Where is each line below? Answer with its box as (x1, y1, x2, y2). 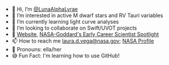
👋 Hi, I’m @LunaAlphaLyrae (11, 6, 78, 12)
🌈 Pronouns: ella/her (11, 46, 62, 53)
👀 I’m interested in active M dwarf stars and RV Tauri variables (11, 12, 164, 19)
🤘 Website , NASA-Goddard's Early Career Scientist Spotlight (11, 31, 160, 38)
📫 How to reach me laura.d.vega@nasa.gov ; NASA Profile (11, 37, 154, 44)
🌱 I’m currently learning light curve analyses (11, 18, 119, 25)
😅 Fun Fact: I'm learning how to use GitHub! (11, 52, 120, 59)
